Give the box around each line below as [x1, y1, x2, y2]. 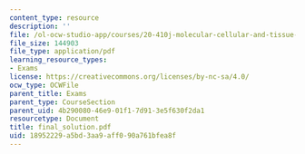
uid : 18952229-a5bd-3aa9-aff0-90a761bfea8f [9, 131, 177, 140]
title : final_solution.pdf [9, 123, 112, 132]
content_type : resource [9, 13, 100, 23]
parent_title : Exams [9, 89, 88, 98]
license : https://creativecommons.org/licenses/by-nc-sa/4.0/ [9, 72, 250, 82]
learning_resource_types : [9, 55, 107, 64]
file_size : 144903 [9, 38, 79, 48]
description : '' [9, 22, 71, 31]
